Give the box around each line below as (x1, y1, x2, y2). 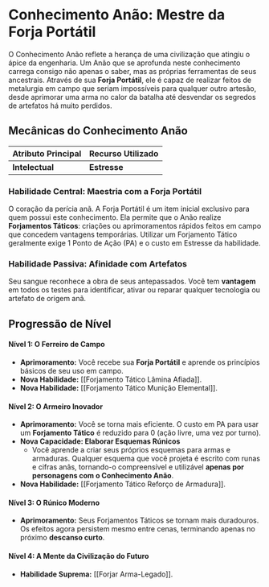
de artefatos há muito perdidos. (8, 101, 112, 110)
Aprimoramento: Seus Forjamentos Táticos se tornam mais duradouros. (19, 515, 259, 525)
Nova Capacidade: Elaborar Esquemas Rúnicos (19, 436, 181, 446)
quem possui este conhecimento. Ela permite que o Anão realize (8, 213, 222, 222)
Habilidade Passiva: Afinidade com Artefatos (8, 258, 187, 269)
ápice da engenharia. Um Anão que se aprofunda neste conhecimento (8, 58, 241, 68)
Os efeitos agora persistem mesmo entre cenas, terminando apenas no (19, 524, 255, 534)
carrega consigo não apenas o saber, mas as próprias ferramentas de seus (8, 66, 257, 76)
